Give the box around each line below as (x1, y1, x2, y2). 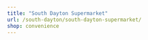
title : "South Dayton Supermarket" (7, 9, 108, 17)
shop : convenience (7, 22, 59, 29)
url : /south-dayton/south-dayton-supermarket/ (7, 16, 142, 23)
